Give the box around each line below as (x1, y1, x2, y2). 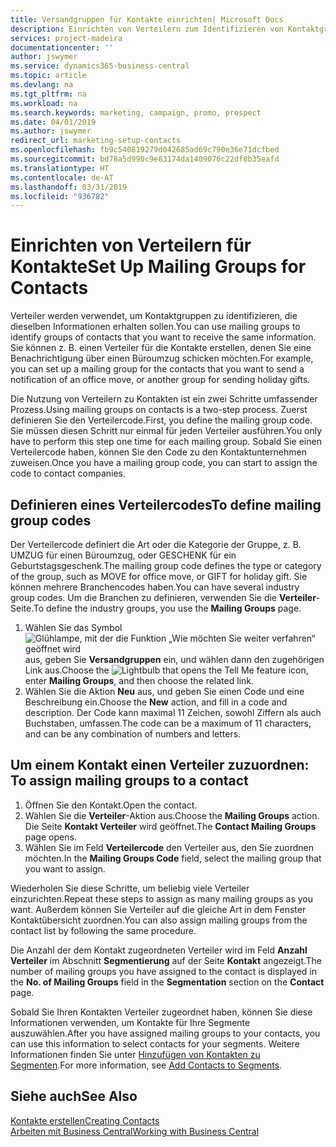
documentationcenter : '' (10, 42, 114, 53)
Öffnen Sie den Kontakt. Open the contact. (24, 799, 198, 811)
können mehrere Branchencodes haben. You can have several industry (10, 581, 300, 593)
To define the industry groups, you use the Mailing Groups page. (33, 602, 302, 614)
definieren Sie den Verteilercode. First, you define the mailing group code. (10, 414, 313, 426)
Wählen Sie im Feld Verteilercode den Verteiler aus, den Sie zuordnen (24, 841, 315, 853)
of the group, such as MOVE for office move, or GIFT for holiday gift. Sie (10, 571, 308, 582)
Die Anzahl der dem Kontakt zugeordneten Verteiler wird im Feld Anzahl (10, 944, 308, 956)
